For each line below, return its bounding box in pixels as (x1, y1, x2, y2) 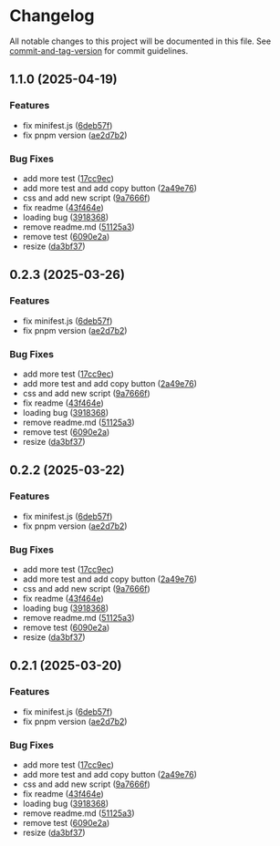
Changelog (9, 5, 95, 26)
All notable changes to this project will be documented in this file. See (9, 36, 272, 46)
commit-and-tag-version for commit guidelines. (9, 45, 189, 56)
